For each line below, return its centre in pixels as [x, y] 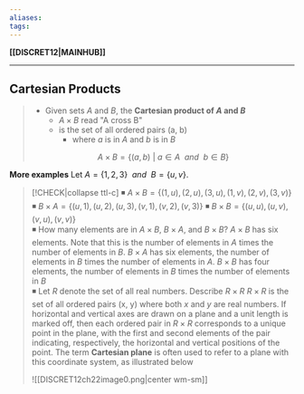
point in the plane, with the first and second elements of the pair [151, 333]
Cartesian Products [65, 88]
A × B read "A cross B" [100, 120]
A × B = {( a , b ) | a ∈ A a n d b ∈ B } [163, 157]
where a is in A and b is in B [124, 139]
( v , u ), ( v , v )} [54, 219]
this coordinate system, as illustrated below [112, 362]
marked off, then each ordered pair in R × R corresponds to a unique [159, 323]
